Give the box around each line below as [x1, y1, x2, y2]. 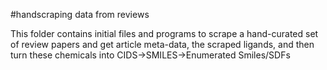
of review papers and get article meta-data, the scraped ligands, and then [10, 39, 315, 50]
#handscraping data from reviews [10, 9, 150, 20]
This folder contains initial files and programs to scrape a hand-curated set [10, 28, 319, 39]
